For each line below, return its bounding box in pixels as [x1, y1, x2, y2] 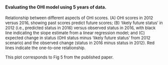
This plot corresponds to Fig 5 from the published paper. [5, 54, 114, 60]
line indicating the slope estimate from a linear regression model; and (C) [5, 30, 145, 36]
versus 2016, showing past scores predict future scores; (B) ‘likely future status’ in [5, 20, 163, 26]
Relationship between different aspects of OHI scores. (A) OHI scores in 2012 [5, 15, 153, 21]
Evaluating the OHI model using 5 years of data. [5, 4, 107, 10]
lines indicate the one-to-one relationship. [5, 45, 86, 51]
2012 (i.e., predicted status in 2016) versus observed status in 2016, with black [5, 25, 156, 31]
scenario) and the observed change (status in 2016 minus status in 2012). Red [5, 40, 155, 46]
